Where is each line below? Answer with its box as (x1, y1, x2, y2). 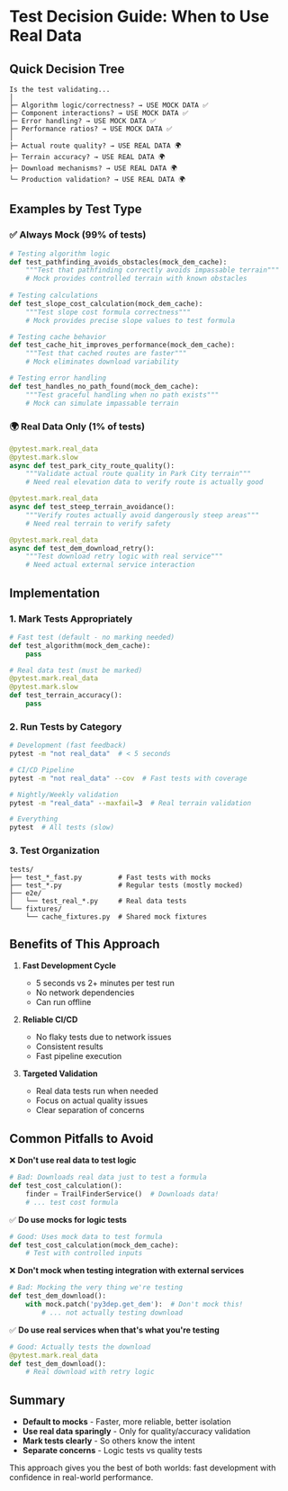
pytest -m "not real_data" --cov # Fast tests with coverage (9, 774, 247, 783)
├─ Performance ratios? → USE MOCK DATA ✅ (9, 124, 173, 133)
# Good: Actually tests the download (9, 1343, 151, 1352)
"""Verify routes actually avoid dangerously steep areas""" (25, 510, 259, 519)
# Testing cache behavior (9, 332, 106, 341)
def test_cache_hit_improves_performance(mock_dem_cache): (9, 340, 236, 350)
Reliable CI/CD (22, 1014, 78, 1025)
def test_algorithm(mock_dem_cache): (9, 641, 151, 650)
